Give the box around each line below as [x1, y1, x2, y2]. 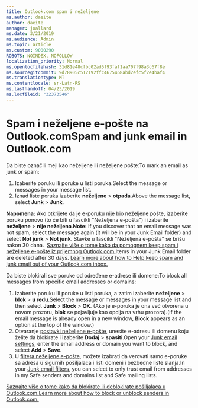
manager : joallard [6, 25, 51, 31]
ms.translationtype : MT [6, 75, 65, 81]
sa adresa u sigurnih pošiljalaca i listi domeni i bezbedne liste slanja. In [14, 359, 185, 366]
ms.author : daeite [6, 14, 51, 20]
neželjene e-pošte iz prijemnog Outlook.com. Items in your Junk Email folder [6, 247, 191, 255]
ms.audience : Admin [6, 36, 54, 42]
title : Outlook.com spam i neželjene [6, 8, 99, 15]
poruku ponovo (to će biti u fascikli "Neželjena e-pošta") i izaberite [6, 216, 168, 223]
